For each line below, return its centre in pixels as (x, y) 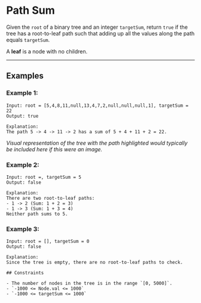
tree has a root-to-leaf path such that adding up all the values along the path (100, 33)
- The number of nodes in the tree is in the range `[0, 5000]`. (89, 283)
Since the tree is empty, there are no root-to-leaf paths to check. (95, 262)
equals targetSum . (28, 40)
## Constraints (25, 273)
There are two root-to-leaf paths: (51, 198)
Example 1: (22, 93)
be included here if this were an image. (54, 149)
